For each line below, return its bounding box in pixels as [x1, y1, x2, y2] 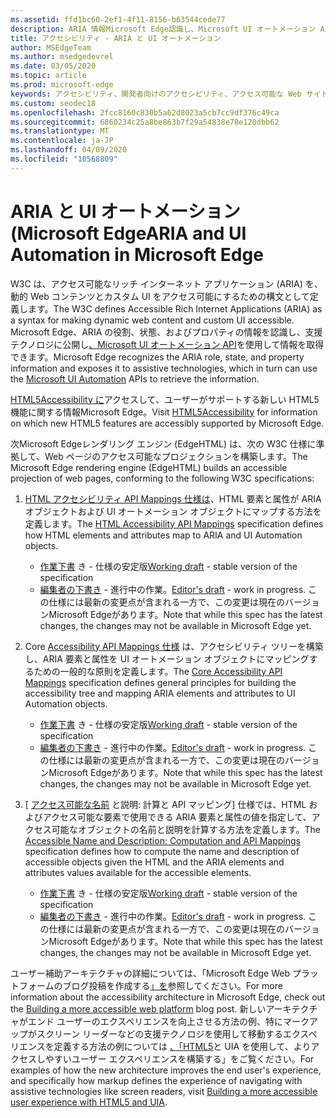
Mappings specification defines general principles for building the [24, 676, 297, 688]
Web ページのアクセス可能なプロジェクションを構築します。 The [44, 450, 308, 462]
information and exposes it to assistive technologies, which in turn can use [10, 362, 318, 374]
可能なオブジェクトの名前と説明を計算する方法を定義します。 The [51, 823, 321, 835]
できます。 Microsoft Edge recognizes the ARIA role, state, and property [10, 351, 305, 363]
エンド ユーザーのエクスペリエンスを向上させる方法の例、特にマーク [27, 1015, 310, 1027]
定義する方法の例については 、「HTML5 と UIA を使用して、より [53, 1040, 312, 1052]
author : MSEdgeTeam [10, 42, 92, 53]
